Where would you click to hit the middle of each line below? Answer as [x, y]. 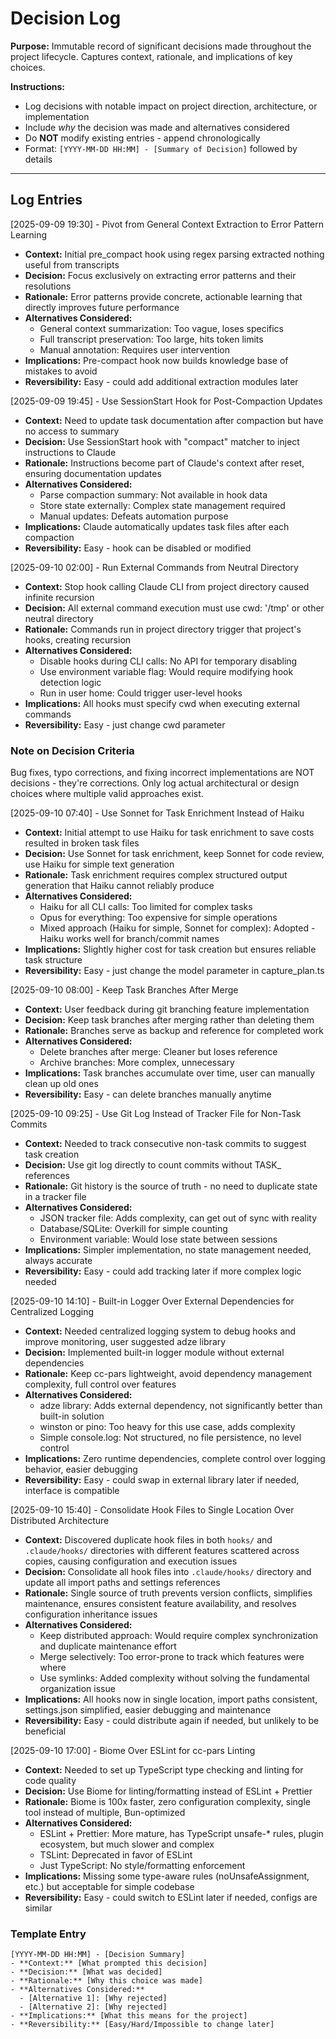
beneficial [45, 1731]
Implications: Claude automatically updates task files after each [157, 526]
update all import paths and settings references [122, 1583]
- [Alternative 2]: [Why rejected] [93, 2007]
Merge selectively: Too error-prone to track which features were [172, 1657]
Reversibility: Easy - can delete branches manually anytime [148, 1094]
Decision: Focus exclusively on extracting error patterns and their [160, 275]
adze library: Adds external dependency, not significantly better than [181, 1406]
